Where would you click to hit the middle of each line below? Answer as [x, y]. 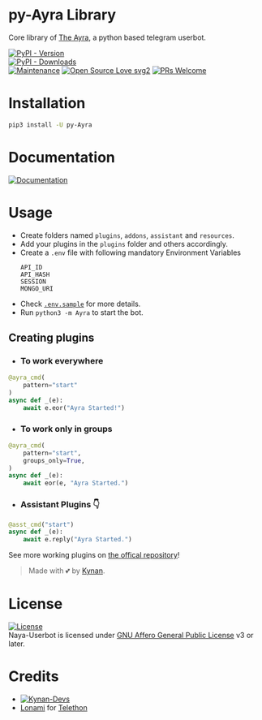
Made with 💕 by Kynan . [67, 571]
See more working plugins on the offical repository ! [94, 555]
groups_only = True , [54, 460]
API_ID [31, 267]
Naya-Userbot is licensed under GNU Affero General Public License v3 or [131, 636]
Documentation [62, 157]
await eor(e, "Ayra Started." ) [76, 483]
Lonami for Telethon [54, 708]
